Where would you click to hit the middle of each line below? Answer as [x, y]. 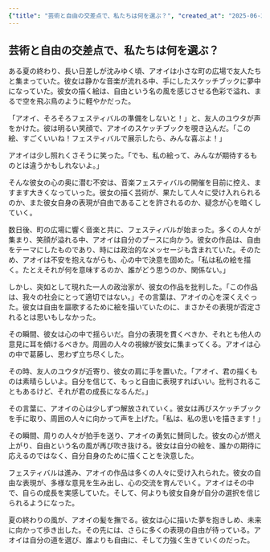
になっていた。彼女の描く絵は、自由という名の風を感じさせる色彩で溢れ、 [131, 91]
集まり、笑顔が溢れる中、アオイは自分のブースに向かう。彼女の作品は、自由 [135, 240]
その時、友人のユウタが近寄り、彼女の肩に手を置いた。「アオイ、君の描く [130, 371]
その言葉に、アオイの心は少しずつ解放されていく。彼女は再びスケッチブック [135, 409]
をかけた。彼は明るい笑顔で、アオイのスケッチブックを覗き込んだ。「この [130, 129]
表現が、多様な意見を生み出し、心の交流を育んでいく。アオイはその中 [138, 483]
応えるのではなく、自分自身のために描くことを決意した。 [103, 456]
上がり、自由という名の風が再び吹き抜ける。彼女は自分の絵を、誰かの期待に [135, 446]
